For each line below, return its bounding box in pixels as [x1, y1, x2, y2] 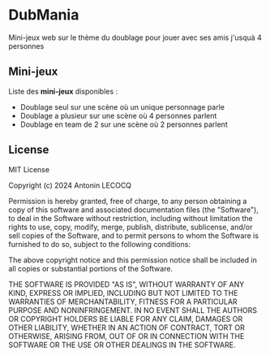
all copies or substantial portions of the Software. [8, 263, 173, 273]
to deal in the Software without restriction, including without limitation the [8, 213, 253, 223]
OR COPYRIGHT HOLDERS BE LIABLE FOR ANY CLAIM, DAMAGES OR [8, 314, 243, 323]
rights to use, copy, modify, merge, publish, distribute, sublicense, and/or [8, 222, 253, 232]
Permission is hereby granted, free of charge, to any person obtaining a [8, 196, 247, 206]
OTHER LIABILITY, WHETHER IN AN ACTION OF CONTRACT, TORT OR [8, 323, 245, 332]
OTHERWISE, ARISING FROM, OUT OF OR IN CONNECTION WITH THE [8, 331, 245, 341]
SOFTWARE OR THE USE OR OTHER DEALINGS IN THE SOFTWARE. [8, 340, 236, 349]
